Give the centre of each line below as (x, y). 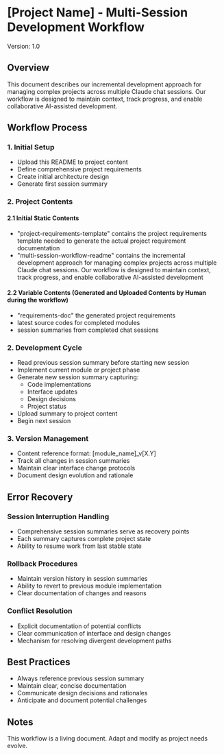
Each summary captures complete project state (84, 539)
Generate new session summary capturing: (78, 377)
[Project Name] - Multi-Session (98, 13)
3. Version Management (48, 438)
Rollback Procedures (42, 564)
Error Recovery (40, 497)
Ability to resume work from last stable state (79, 546)
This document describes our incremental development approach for (104, 84)
